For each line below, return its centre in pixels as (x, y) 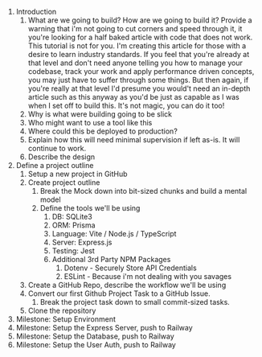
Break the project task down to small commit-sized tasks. (135, 302)
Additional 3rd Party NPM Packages (111, 259)
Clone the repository (62, 310)
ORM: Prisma (74, 225)
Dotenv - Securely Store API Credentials (130, 268)
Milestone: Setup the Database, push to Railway (95, 336)
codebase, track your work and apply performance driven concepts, (141, 71)
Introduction (36, 12)
